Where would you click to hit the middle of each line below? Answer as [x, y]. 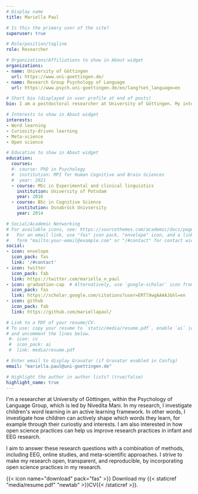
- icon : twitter [26, 268]
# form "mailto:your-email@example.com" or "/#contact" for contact [95, 240]
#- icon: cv [23, 339]
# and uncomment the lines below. [49, 334]
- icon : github [25, 301]
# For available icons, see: [42, 229]
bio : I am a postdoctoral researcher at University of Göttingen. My [93, 104]
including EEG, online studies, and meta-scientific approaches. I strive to [94, 455]
